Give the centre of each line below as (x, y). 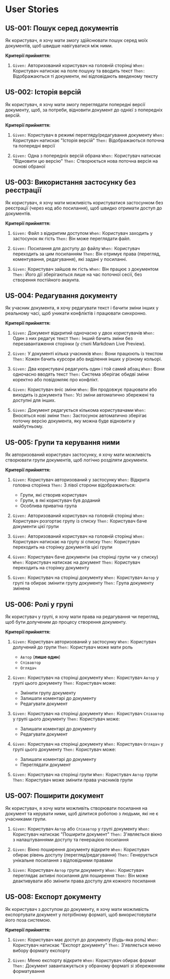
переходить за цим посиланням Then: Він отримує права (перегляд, (87, 254)
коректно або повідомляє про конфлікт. (56, 380)
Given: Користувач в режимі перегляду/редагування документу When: (89, 135)
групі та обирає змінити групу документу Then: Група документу (83, 583)
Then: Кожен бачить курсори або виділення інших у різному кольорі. (87, 359)
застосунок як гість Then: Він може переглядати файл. (72, 238)
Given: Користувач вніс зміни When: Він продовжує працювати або (85, 389)
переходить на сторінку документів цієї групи (62, 547)
